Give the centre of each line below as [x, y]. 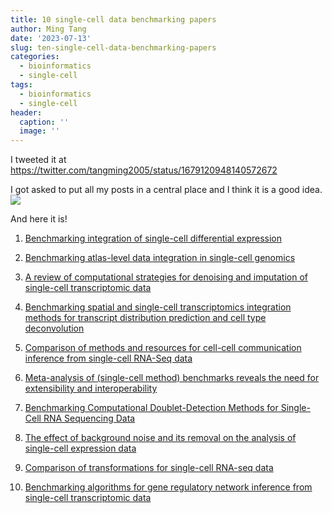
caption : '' [44, 122]
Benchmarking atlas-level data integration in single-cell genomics [160, 258]
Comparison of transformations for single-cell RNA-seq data [149, 468]
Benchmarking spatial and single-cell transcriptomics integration [158, 307]
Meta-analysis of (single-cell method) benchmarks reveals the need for [172, 378]
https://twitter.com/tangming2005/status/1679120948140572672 [144, 170]
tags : [21, 85]
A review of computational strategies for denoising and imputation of [166, 277]
